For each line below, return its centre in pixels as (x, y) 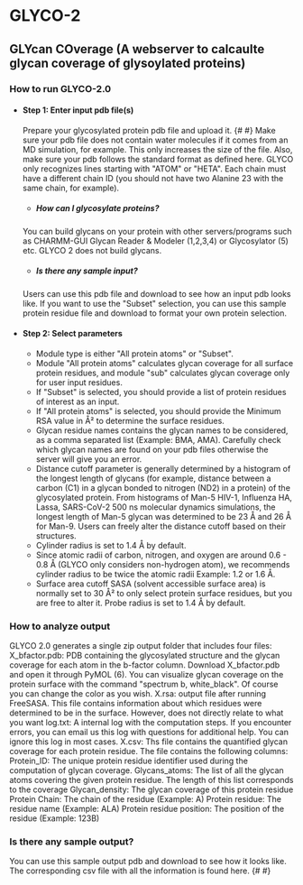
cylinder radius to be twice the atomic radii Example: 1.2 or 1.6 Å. (156, 574)
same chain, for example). (71, 188)
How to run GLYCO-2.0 (60, 88)
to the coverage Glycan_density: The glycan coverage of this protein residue (151, 789)
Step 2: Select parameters (73, 334)
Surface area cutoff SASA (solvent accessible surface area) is (151, 584)
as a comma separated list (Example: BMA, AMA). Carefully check (158, 439)
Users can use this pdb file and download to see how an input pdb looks (156, 293)
